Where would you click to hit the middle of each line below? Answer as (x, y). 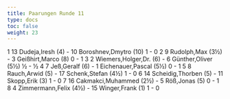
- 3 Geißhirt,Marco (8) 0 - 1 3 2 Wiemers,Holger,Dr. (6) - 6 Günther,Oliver (110, 59)
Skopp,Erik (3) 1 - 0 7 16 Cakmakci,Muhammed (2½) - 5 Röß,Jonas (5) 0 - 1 (113, 81)
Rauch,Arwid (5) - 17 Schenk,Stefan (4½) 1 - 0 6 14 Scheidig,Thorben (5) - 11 (115, 74)
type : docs (23, 20)
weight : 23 (23, 32)
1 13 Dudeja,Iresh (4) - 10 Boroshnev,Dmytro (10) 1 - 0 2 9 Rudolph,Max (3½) (115, 52)
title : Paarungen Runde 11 (46, 13)
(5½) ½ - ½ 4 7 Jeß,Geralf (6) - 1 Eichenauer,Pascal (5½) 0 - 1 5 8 (100, 66)
